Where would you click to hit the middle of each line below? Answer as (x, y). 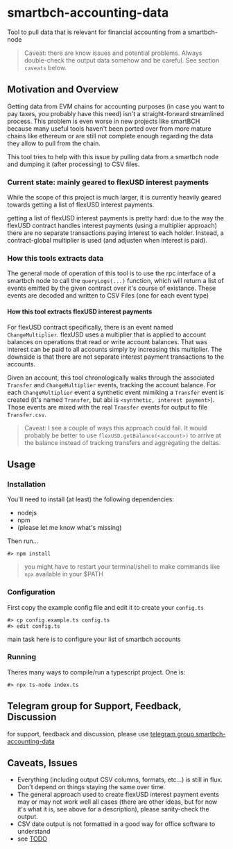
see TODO (32, 839)
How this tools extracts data (55, 258)
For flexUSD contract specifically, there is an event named (90, 327)
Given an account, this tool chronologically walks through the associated (111, 378)
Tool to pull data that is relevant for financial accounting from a (97, 32)
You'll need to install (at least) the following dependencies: (91, 499)
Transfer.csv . (27, 414)
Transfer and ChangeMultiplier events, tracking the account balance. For (112, 385)
